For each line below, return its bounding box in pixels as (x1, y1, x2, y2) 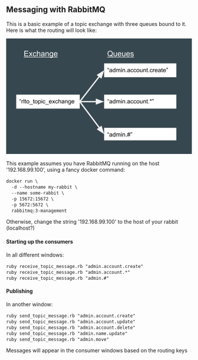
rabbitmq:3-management (11, 208, 67, 214)
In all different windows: (6, 251, 64, 258)
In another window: (6, 300, 53, 307)
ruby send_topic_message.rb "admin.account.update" (6, 319, 136, 325)
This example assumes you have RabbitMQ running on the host (6, 160, 160, 167)
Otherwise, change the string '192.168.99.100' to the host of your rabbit (6, 218, 179, 225)
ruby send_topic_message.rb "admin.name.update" (6, 330, 128, 336)
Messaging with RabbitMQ (6, 5, 106, 15)
